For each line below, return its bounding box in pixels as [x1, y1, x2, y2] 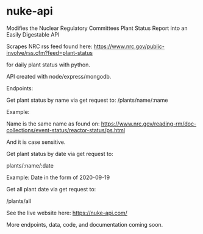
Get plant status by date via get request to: [6, 150, 114, 157]
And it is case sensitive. [6, 138, 66, 146]
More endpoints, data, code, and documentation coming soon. [6, 221, 163, 228]
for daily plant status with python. [6, 61, 90, 68]
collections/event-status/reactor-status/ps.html [6, 126, 126, 133]
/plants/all [6, 197, 32, 205]
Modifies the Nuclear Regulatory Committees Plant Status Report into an [6, 24, 188, 32]
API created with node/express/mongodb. [6, 73, 112, 80]
